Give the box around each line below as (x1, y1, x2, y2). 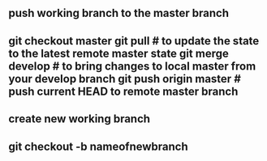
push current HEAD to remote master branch (8, 84, 239, 98)
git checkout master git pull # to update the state (8, 34, 260, 48)
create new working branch (8, 112, 151, 126)
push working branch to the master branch (8, 6, 230, 20)
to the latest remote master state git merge (8, 46, 229, 60)
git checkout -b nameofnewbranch (8, 139, 188, 153)
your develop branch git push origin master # (8, 72, 242, 86)
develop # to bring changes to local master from (8, 59, 256, 73)
